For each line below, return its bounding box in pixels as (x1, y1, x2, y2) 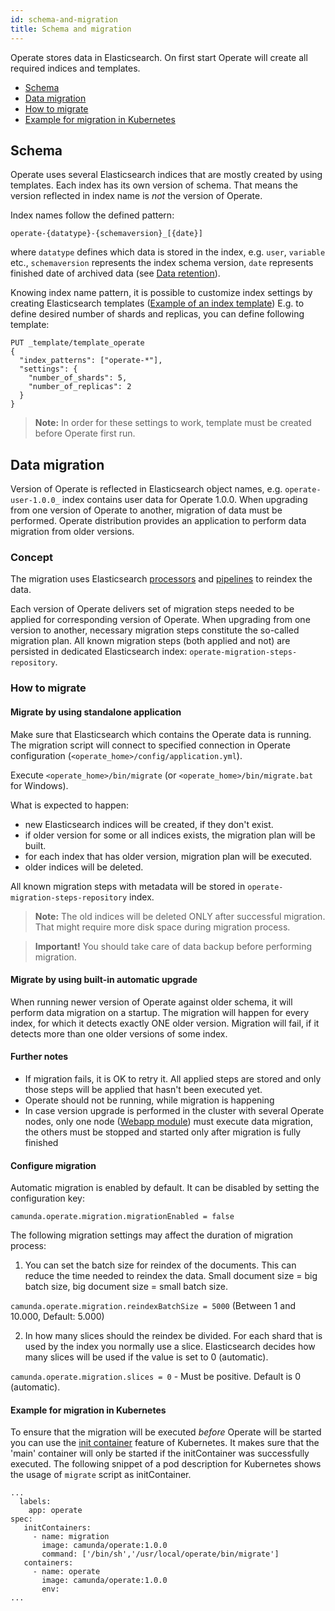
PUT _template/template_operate (10, 338, 145, 348)
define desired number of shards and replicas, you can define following (10, 308, 305, 320)
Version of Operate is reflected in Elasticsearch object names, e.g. (10, 483, 283, 495)
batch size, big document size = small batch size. (24, 1281, 228, 1293)
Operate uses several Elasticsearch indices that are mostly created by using (10, 169, 323, 181)
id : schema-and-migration (10, 14, 118, 25)
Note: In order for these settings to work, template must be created (34, 417, 312, 429)
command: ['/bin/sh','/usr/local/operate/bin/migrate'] (41, 1549, 280, 1560)
